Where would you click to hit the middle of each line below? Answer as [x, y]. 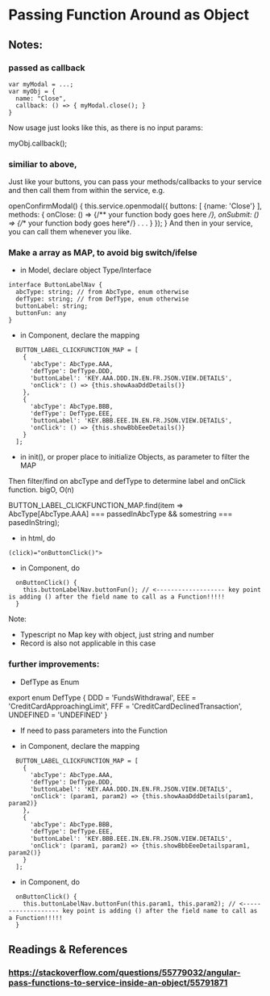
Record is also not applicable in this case [88, 643]
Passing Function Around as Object [129, 15]
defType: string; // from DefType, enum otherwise [102, 299]
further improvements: [54, 664]
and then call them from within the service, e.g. [87, 191]
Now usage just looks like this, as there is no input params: [106, 128]
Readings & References [68, 950]
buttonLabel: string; [52, 306]
